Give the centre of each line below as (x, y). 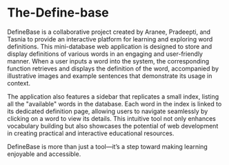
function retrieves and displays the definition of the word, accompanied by (113, 68)
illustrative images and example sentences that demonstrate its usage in (110, 76)
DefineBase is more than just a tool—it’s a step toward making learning (108, 146)
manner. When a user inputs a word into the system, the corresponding (108, 61)
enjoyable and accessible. (44, 154)
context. (19, 83)
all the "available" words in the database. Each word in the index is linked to (114, 104)
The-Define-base (58, 13)
